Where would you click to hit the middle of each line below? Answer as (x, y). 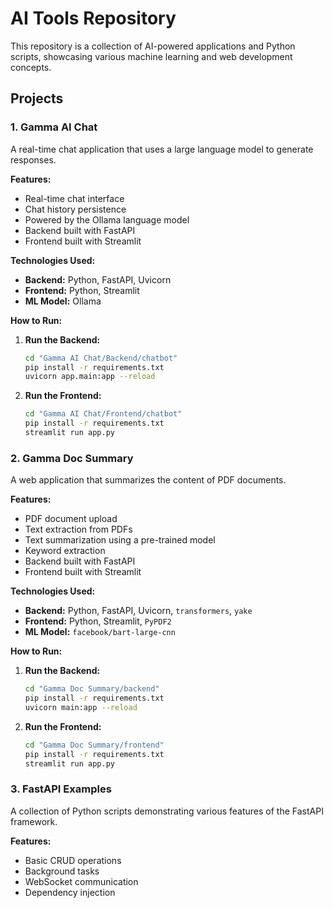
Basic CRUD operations (73, 860)
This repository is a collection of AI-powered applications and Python (153, 46)
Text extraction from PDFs (78, 529)
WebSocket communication (81, 881)
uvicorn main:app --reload (81, 707)
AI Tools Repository (93, 18)
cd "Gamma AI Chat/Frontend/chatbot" (103, 414)
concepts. (31, 67)
